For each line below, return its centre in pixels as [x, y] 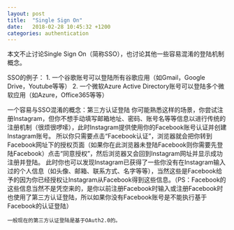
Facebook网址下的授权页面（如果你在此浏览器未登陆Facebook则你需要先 [112, 145]
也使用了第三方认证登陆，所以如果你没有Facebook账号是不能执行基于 [107, 197]
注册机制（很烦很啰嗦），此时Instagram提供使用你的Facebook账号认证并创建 [117, 127]
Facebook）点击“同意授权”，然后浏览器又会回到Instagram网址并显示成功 [118, 154]
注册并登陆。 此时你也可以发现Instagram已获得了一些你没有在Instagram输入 [116, 162]
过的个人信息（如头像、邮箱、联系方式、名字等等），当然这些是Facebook [112, 171]
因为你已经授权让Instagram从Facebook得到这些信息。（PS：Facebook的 [123, 180]
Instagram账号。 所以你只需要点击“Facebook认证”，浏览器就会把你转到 [110, 136]
